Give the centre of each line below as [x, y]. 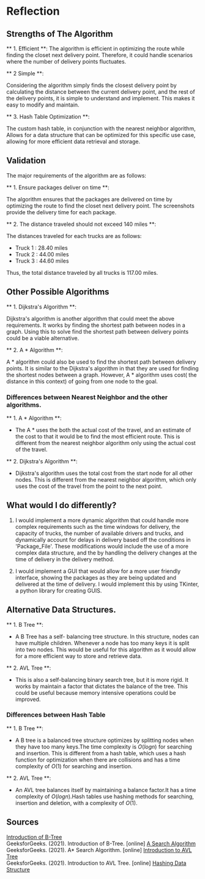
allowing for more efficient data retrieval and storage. [73, 141]
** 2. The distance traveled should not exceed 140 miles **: [81, 224]
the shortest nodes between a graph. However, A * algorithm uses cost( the [102, 375]
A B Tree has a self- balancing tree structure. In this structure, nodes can [107, 636]
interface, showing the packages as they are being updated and [95, 577]
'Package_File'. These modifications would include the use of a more [102, 546]
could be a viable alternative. [43, 338]
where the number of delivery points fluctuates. [66, 62]
